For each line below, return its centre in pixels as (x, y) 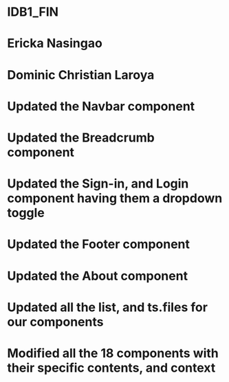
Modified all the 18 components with (113, 353)
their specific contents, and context (111, 368)
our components (55, 322)
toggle (26, 213)
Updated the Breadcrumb (81, 137)
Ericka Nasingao (55, 44)
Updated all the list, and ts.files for (108, 307)
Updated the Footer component (99, 244)
